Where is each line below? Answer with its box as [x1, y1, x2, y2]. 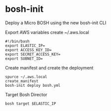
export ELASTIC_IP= [5, 43, 45, 48]
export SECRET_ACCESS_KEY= [5, 52, 61, 57]
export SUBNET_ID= [5, 56, 43, 61]
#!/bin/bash [5, 38, 30, 44]
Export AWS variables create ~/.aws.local [5, 29, 89, 35]
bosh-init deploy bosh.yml [5, 83, 61, 88]
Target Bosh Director [5, 91, 48, 97]
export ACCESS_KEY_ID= [5, 47, 52, 52]
